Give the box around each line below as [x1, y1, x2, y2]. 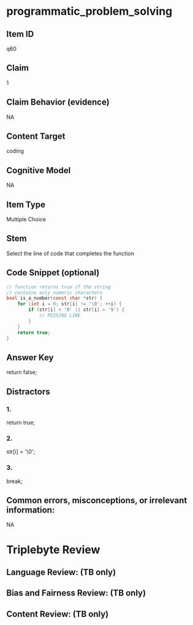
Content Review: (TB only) [6, 608, 109, 619]
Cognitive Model [6, 165, 71, 176]
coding [6, 147, 25, 155]
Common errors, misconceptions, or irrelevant [6, 495, 187, 505]
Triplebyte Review [6, 543, 100, 557]
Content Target [6, 131, 66, 142]
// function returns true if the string [6, 284, 112, 290]
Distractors [6, 386, 50, 397]
